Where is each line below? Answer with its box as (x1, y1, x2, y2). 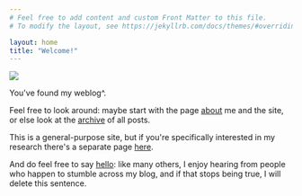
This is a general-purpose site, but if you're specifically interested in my (9, 132, 276, 143)
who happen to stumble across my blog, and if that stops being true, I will (9, 168, 281, 180)
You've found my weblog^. (9, 87, 107, 99)
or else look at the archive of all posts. (9, 114, 151, 126)
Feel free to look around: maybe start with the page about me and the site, (9, 105, 285, 116)
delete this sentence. (9, 178, 87, 189)
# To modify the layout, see (9, 22, 119, 31)
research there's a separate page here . (9, 141, 155, 153)
